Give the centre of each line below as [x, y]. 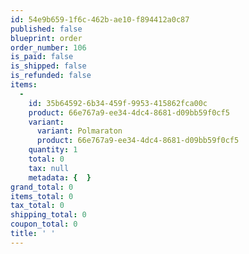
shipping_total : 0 [48, 215]
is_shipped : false [48, 66]
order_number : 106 [48, 47]
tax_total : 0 [37, 206]
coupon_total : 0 [44, 224]
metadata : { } [60, 177]
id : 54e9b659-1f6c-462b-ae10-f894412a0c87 [100, 19]
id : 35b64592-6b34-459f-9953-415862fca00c [118, 103]
